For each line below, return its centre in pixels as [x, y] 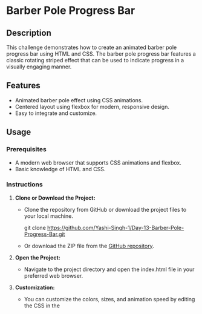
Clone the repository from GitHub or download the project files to [105, 209]
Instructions [25, 185]
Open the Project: [37, 257]
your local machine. [49, 216]
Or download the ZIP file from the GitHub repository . [89, 246]
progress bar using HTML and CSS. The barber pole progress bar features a [101, 54]
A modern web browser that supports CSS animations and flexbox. [98, 162]
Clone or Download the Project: [55, 198]
